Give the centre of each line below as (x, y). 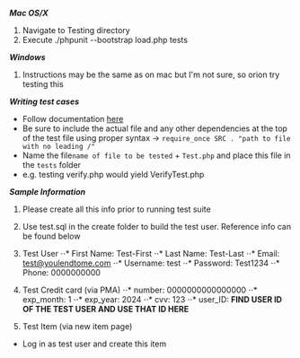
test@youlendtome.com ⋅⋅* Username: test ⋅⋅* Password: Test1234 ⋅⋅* (151, 263)
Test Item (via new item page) (77, 326)
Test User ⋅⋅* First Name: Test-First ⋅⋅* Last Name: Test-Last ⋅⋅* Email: (151, 253)
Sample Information (48, 192)
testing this (43, 84)
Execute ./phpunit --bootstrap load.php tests (105, 40)
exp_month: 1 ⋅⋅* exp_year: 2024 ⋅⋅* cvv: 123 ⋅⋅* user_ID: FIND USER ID (152, 299)
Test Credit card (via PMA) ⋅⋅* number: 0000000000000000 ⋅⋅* (140, 290)
